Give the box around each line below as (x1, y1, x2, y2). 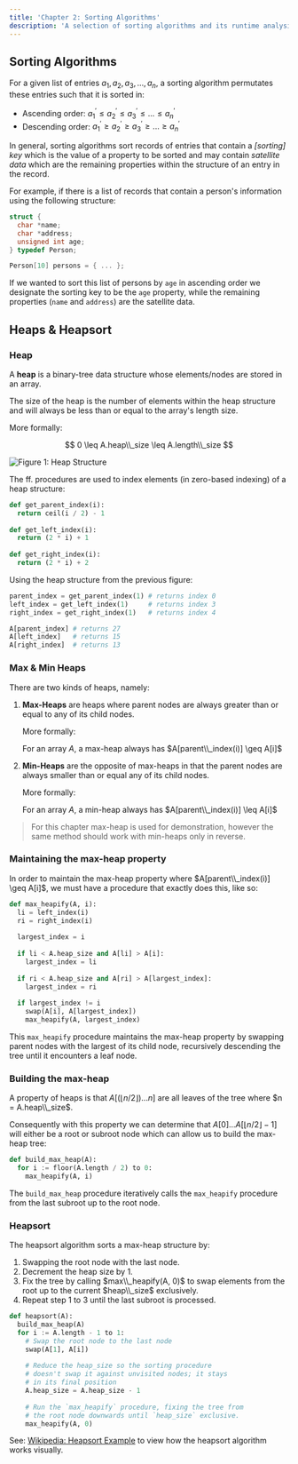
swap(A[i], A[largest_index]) (25, 1007, 137, 1016)
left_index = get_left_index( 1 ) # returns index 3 (9, 600, 216, 609)
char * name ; (17, 220, 62, 229)
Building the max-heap (9, 1072, 109, 1085)
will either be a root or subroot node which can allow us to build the (9, 1129, 255, 1140)
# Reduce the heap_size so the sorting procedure (25, 1361, 213, 1371)
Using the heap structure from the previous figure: (9, 574, 193, 585)
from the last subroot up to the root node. (9, 1197, 161, 1208)
